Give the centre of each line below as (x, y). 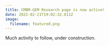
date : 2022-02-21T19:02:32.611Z (39, 14)
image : (12, 19)
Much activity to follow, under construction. (50, 38)
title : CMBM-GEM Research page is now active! (55, 10)
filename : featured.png (35, 24)
